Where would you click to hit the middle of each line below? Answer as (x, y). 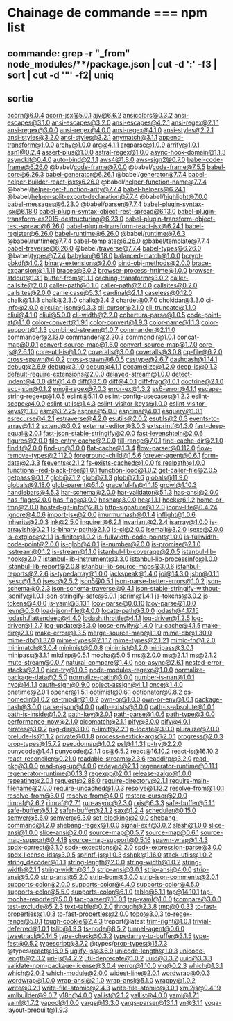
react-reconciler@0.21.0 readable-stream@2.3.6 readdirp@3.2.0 (100, 759)
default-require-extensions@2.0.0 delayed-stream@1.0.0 (89, 374)
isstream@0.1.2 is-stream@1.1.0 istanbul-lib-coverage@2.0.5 (94, 552)
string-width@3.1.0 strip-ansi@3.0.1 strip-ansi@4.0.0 (116, 870)
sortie (20, 98)
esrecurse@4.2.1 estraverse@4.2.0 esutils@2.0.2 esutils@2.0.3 (98, 418)
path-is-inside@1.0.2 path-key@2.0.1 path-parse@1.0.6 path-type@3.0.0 (111, 714)
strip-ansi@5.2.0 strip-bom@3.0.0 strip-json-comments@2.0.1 (130, 877)
